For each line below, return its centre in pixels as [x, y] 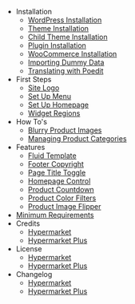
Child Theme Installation [67, 37]
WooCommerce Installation [72, 54]
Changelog [34, 274]
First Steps [34, 79]
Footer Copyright [56, 164]
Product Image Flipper [64, 206]
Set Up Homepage [58, 105]
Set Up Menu [50, 96]
